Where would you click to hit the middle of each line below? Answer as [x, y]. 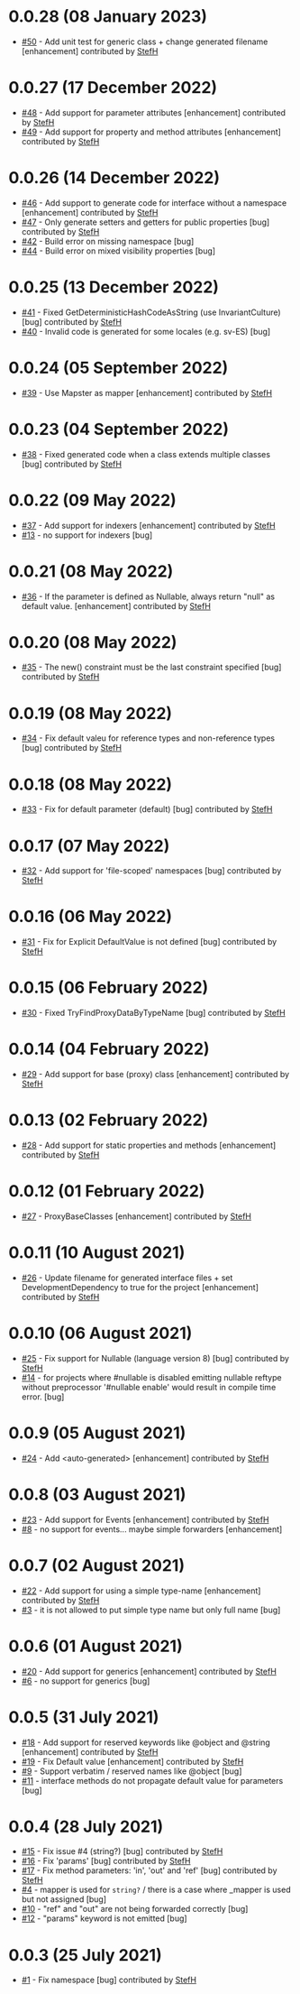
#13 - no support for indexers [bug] [87, 535]
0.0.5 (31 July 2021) [84, 1717]
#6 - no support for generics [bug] [86, 1681]
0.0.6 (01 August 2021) [95, 1646]
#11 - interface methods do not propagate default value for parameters [152, 1780]
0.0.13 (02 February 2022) [109, 1120]
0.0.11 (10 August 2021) [97, 1253]
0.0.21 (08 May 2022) [91, 571]
